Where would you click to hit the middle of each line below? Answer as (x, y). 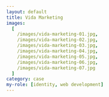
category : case (25, 79)
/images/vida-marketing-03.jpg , (58, 46)
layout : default (26, 12)
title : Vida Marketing (35, 17)
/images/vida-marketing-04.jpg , (58, 51)
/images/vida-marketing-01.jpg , (58, 34)
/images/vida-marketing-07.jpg (56, 68)
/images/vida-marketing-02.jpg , (58, 40)
